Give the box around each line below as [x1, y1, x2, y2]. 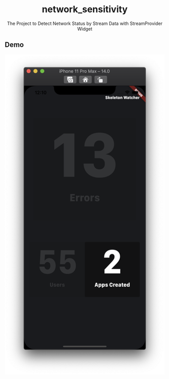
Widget [77, 25, 92, 31]
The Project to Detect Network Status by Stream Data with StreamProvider [7, 20, 163, 26]
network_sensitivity [42, 4, 128, 15]
